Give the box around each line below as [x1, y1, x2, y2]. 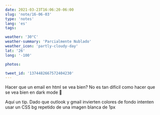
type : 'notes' [5, 16, 35, 21]
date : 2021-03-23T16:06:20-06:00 [5, 7, 74, 12]
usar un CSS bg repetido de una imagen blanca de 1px [5, 104, 116, 110]
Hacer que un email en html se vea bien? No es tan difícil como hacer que [5, 84, 156, 90]
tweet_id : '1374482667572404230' [5, 71, 74, 76]
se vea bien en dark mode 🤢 [5, 89, 62, 95]
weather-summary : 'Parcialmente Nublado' [5, 39, 92, 44]
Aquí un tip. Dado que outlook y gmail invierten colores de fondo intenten [5, 99, 154, 105]
